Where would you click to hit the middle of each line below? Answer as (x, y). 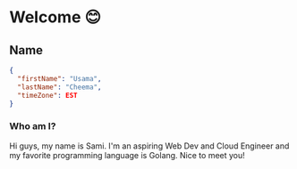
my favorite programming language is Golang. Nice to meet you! (127, 155)
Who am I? (33, 126)
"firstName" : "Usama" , (59, 78)
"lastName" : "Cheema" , (59, 87)
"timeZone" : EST (47, 95)
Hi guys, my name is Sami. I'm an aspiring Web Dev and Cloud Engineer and (149, 146)
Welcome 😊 (55, 17)
